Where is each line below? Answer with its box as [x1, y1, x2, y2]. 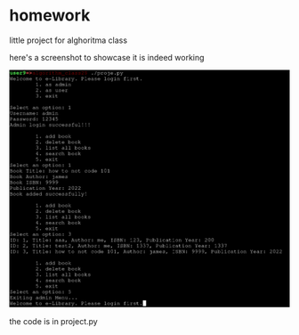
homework [9, 5, 91, 26]
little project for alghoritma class [9, 35, 127, 45]
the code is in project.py [9, 315, 98, 326]
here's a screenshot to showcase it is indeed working [9, 52, 205, 62]
